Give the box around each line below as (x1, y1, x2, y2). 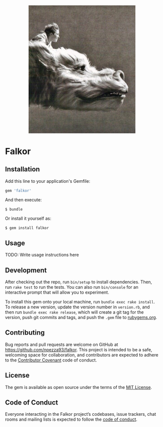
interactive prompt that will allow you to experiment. (5, 289, 109, 296)
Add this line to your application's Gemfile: (5, 178, 90, 184)
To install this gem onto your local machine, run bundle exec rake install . (5, 299, 155, 305)
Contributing (5, 328, 45, 337)
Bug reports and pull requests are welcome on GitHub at (5, 342, 119, 347)
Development (5, 266, 47, 274)
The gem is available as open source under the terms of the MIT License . (5, 384, 152, 390)
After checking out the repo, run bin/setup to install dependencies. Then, (5, 279, 152, 285)
